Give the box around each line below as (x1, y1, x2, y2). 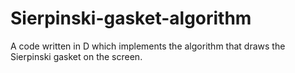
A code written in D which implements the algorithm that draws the (10, 40, 286, 52)
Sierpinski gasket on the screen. (10, 50, 143, 62)
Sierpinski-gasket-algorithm (10, 7, 252, 30)
